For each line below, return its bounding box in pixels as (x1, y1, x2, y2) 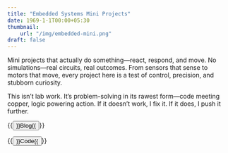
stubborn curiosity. (7, 78, 62, 87)
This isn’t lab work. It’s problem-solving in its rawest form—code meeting (7, 92, 220, 101)
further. (7, 107, 30, 116)
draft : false (7, 37, 46, 44)
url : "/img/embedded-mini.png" (20, 30, 112, 37)
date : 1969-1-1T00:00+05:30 (7, 17, 90, 24)
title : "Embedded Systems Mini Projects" (7, 10, 131, 18)
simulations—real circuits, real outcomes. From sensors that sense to (7, 63, 208, 72)
